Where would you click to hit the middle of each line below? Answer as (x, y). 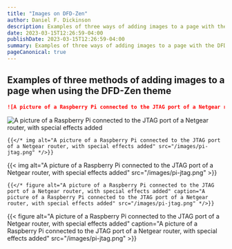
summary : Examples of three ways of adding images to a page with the (111, 46)
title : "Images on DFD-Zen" (48, 13)
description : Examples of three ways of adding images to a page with (111, 26)
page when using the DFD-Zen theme (89, 91)
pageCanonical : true (37, 53)
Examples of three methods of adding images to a (116, 80)
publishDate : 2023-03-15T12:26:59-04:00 (66, 39)
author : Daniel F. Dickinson (49, 20)
